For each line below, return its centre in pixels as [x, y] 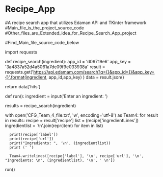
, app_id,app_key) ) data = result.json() [85, 77]
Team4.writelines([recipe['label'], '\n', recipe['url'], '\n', [77, 156]
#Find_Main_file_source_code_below [42, 42]
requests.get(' [19, 72]
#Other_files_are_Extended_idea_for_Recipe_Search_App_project [71, 33]
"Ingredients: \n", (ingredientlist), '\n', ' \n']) [60, 160]
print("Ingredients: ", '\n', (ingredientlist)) [60, 143]
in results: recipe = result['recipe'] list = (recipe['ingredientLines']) [72, 120]
